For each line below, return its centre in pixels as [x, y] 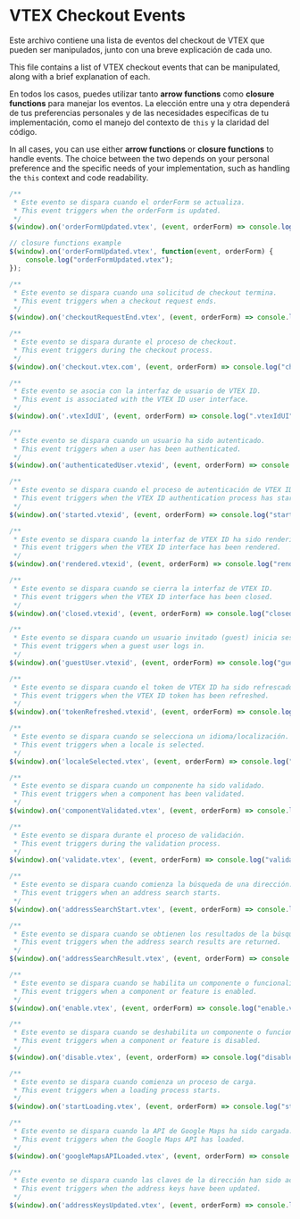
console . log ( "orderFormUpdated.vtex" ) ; [100, 260]
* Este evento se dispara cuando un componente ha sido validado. [139, 786]
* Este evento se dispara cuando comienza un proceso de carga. [135, 1081]
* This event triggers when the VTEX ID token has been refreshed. [141, 696]
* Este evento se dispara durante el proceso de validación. [129, 835]
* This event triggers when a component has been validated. [129, 794]
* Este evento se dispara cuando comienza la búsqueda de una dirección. [153, 885]
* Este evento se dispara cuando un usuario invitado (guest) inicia [145, 638]
